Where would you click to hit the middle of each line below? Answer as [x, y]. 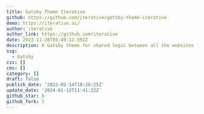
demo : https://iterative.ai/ [43, 23]
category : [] [23, 74]
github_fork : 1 [25, 101]
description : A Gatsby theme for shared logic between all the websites [100, 46]
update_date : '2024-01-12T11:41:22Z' [54, 90]
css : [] [16, 62]
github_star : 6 [25, 96]
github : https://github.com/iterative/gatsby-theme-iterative [87, 17]
